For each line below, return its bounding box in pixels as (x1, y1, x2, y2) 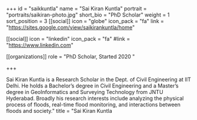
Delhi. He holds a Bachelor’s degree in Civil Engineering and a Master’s (6, 82, 179, 89)
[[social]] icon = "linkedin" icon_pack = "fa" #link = (6, 35, 130, 42)
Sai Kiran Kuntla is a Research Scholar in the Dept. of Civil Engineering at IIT (6, 76, 191, 83)
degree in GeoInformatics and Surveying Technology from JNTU (6, 89, 164, 95)
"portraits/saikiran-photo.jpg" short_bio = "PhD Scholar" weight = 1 (6, 11, 170, 18)
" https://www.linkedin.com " (6, 41, 74, 48)
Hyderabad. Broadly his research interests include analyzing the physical (6, 95, 184, 102)
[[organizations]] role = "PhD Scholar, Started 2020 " (6, 53, 135, 60)
